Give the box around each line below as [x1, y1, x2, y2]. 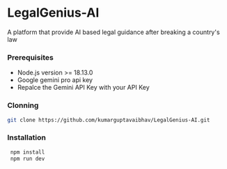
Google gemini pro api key [17, 76, 93, 84]
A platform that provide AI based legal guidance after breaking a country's [7, 28, 221, 36]
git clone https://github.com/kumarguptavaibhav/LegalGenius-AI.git [7, 116, 210, 123]
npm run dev [10, 155, 45, 162]
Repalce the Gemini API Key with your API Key [17, 83, 150, 92]
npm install [10, 148, 45, 156]
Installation [7, 133, 47, 143]
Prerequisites [7, 52, 54, 62]
